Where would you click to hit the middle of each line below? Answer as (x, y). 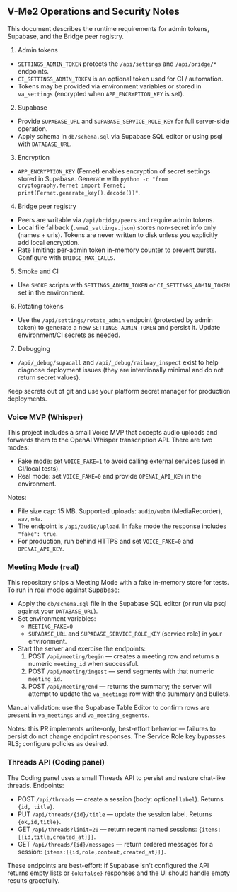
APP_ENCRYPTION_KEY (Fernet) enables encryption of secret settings (114, 171)
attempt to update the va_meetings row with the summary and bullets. (129, 694)
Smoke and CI (38, 271)
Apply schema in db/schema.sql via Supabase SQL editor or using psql (120, 136)
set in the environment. (51, 292)
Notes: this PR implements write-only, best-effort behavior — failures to (111, 729)
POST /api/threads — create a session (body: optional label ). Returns (121, 799)
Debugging (34, 348)
